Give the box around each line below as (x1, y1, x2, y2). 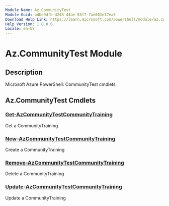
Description (5, 68, 43, 76)
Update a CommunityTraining (5, 195, 66, 201)
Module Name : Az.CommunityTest (5, 7, 71, 13)
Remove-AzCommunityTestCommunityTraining (5, 160, 124, 167)
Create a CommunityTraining (5, 147, 65, 153)
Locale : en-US (5, 26, 35, 31)
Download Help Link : (5, 17, 49, 22)
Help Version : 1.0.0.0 (5, 21, 53, 27)
